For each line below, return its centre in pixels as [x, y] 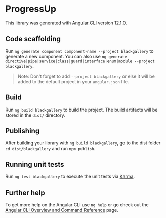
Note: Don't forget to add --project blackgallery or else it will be [86, 76]
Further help [25, 192]
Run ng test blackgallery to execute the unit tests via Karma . [70, 177]
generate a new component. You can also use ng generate [66, 56]
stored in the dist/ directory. [35, 115]
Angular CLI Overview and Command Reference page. [62, 210]
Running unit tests [35, 165]
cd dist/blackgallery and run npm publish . [50, 149]
